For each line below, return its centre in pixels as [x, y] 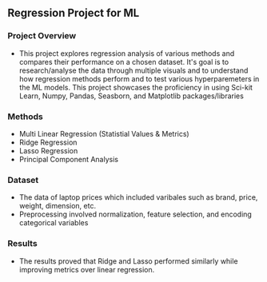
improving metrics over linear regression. [87, 269]
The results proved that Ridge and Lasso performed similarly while [128, 261]
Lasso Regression [48, 150]
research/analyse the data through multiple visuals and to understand [133, 70]
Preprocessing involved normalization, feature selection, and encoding [135, 214]
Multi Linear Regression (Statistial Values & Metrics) [104, 133]
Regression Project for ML [74, 13]
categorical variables [54, 223]
